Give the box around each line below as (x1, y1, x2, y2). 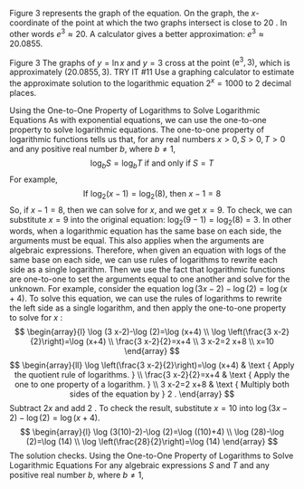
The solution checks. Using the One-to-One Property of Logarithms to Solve (9, 450, 294, 461)
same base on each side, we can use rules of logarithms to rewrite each (9, 254, 278, 265)
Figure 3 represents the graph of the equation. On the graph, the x (9, 8, 256, 18)
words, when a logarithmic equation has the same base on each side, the (9, 225, 282, 236)
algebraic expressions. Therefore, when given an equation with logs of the (9, 244, 287, 256)
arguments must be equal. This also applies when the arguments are (9, 235, 265, 246)
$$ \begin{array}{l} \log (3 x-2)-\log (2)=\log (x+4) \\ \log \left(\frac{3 (14, 326, 272, 338)
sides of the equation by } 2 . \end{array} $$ (69, 388, 235, 399)
